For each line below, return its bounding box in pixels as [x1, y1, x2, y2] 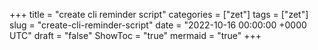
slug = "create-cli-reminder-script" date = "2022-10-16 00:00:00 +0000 [9, 19, 307, 31]
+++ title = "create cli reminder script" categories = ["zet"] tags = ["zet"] [9, 9, 309, 20]
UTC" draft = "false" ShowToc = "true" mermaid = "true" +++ [9, 30, 262, 41]
